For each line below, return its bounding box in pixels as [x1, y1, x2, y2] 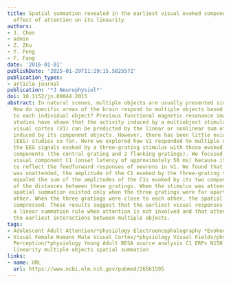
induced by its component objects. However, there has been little [13, 131, 211, 138]
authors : [7, 23, 32, 30]
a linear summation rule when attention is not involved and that [13, 208, 208, 215]
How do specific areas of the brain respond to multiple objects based [13, 106, 223, 113]
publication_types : [7, 73, 63, 81]
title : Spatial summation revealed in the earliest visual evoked [7, 10, 201, 17]
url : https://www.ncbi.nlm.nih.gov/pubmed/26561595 [13, 265, 165, 272]
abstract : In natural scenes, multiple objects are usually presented [7, 100, 214, 106]
